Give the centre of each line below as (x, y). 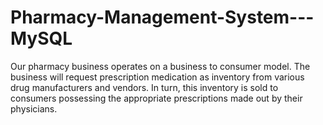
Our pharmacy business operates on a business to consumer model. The (160, 66)
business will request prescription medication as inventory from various (157, 77)
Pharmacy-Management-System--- (162, 17)
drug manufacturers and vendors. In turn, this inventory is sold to (144, 87)
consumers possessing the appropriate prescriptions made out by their (156, 98)
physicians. (34, 108)
